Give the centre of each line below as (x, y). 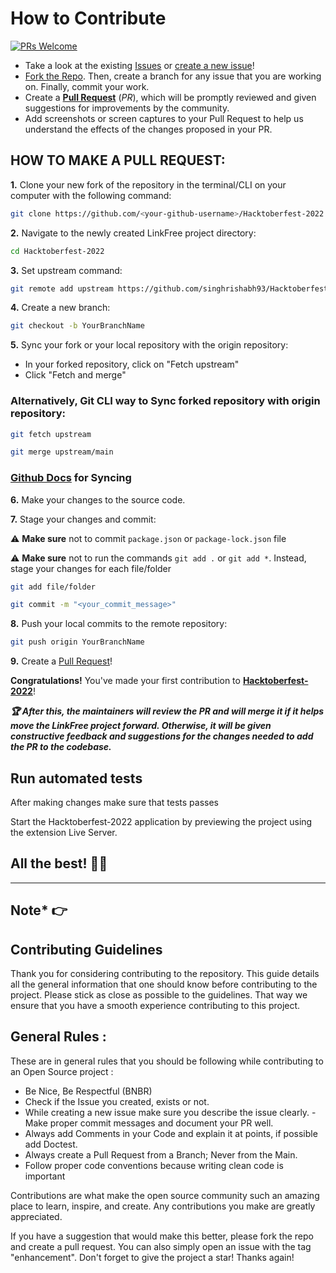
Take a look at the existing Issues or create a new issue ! (139, 65)
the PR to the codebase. (61, 747)
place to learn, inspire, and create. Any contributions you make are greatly (163, 1206)
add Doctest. (51, 1144)
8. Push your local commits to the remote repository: (119, 624)
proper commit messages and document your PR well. (161, 1123)
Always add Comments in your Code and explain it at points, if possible (171, 1133)
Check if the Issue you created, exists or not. (117, 1101)
